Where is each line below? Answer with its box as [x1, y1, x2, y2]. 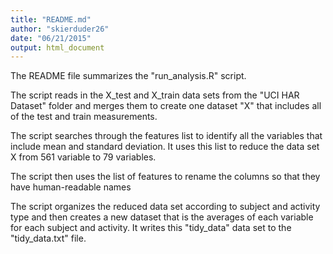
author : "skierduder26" [10, 24, 110, 34]
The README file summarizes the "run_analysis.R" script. [10, 70, 247, 82]
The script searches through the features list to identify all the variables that [10, 130, 323, 142]
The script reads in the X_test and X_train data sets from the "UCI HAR [10, 89, 300, 101]
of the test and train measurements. [10, 111, 158, 123]
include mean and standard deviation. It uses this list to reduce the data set [10, 141, 320, 153]
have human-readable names [10, 181, 132, 193]
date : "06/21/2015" [10, 33, 92, 43]
